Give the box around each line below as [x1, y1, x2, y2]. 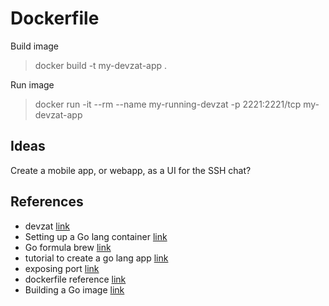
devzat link [24, 220, 70, 232]
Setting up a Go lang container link [24, 230, 168, 242]
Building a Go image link [24, 283, 125, 296]
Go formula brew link [24, 241, 112, 253]
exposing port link [24, 262, 100, 274]
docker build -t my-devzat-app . [34, 59, 168, 71]
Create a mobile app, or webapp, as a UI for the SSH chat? [10, 164, 252, 176]
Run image [10, 78, 55, 91]
